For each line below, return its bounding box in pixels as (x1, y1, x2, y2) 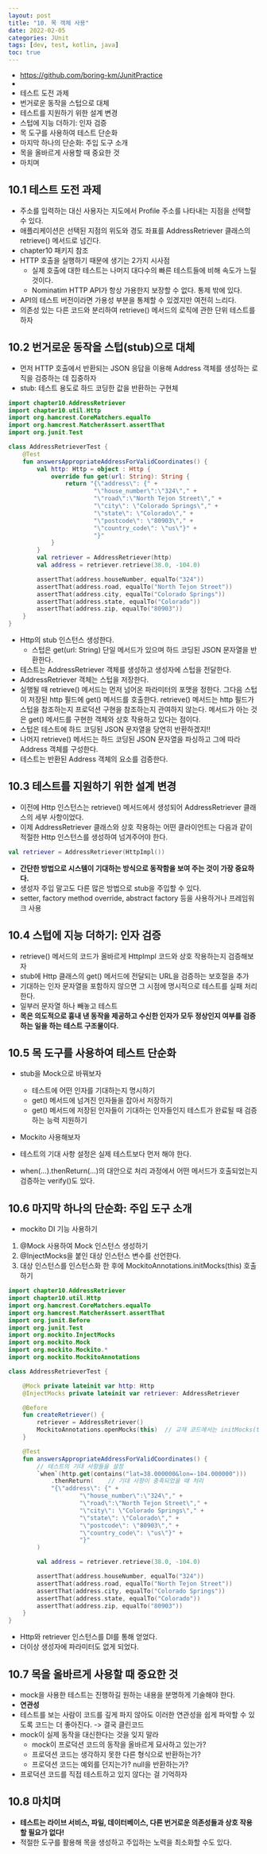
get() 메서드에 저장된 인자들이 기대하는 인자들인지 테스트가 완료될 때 (31, 1105, 243, 1115)
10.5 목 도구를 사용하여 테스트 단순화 (8, 1046, 176, 1059)
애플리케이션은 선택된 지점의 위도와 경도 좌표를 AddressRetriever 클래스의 (19, 226, 251, 235)
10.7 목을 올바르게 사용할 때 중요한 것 (8, 1667, 179, 1681)
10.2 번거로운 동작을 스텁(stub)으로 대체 (8, 341, 195, 354)
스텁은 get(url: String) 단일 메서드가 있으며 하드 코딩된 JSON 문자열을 (31, 645, 249, 654)
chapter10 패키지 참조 (19, 246, 89, 255)
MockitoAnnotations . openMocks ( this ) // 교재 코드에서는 (37, 1426, 218, 1434)
